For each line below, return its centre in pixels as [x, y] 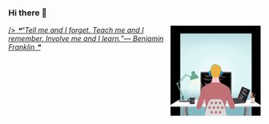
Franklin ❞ [24, 47]
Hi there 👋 [28, 13]
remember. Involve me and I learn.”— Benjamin [86, 38]
